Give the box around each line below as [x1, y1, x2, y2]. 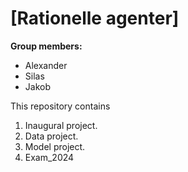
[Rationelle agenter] [10, 7, 180, 30]
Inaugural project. [24, 119, 98, 131]
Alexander [24, 59, 68, 71]
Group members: [10, 40, 83, 52]
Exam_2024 [24, 151, 75, 163]
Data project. [24, 130, 79, 142]
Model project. [24, 140, 86, 152]
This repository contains [10, 100, 111, 112]
